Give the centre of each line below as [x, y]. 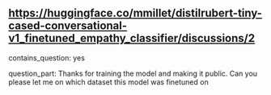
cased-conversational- [68, 26]
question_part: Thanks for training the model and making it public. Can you [133, 73]
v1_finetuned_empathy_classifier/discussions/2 [132, 38]
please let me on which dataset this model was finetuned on [108, 82]
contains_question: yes [47, 58]
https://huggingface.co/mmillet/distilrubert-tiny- [135, 13]
